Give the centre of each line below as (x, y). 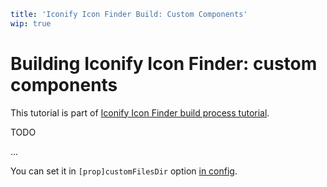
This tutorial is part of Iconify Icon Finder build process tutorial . (140, 112)
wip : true (31, 23)
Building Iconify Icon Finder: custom (164, 63)
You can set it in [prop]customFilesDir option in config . (124, 171)
